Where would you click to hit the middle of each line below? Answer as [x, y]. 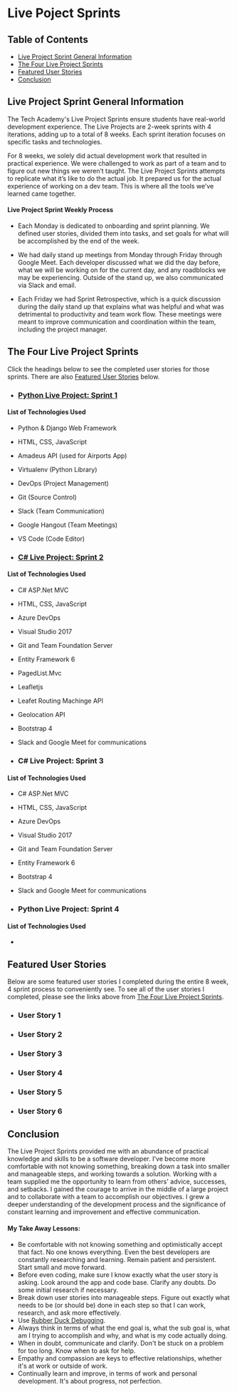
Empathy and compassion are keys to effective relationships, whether [120, 1358]
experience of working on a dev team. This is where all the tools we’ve [111, 186]
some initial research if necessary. [68, 1290]
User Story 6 [40, 1111]
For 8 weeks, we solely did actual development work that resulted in [107, 156]
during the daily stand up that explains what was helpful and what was [121, 307]
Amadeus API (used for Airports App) [72, 456]
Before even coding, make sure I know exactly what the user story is [118, 1275]
